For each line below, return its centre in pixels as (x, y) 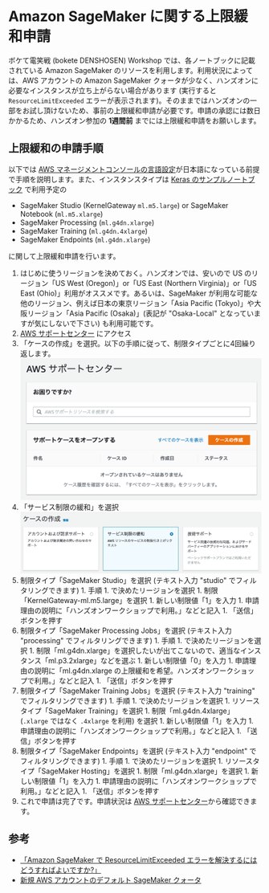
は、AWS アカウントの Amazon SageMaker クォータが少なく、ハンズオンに (133, 80)
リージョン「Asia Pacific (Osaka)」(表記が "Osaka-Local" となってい (141, 313)
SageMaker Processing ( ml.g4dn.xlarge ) (87, 222)
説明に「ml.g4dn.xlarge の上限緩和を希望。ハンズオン (123, 671)
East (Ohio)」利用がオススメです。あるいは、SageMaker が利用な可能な (139, 293)
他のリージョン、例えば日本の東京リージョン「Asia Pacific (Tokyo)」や (137, 303)
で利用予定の (45, 189)
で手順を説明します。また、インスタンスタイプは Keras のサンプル (118, 179)
